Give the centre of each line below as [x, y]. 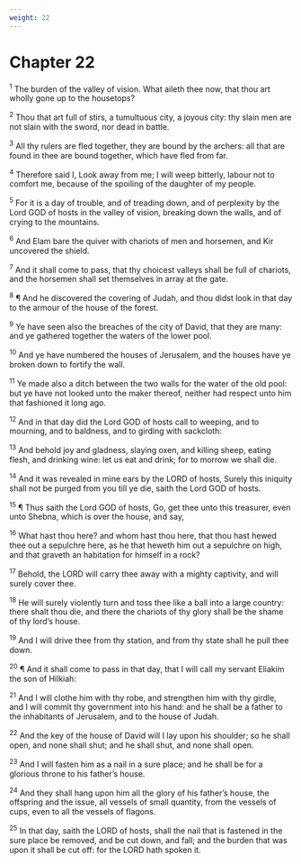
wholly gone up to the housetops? [72, 98]
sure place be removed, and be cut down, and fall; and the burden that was [148, 840]
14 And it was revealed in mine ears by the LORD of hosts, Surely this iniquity [151, 478]
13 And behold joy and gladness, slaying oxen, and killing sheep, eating [140, 450]
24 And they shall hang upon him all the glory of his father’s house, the [139, 792]
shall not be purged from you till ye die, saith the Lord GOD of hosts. [135, 488]
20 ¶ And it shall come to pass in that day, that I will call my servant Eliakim [147, 668]
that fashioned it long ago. [58, 403]
